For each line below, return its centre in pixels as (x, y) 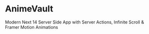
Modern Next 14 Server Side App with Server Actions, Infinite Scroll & (75, 22)
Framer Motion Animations (32, 27)
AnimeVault (29, 9)
